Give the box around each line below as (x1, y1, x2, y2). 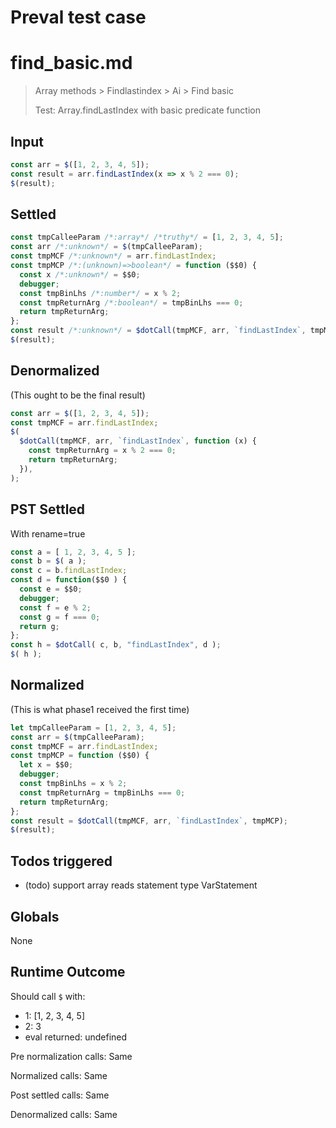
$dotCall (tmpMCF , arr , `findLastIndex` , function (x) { (19, 436, 257, 446)
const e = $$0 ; (19, 584, 83, 594)
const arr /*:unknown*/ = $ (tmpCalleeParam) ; (10, 242, 203, 252)
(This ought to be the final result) (10, 389, 146, 401)
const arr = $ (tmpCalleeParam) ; (10, 732, 145, 742)
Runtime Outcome (10, 964, 126, 981)
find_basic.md (10, 52, 133, 75)
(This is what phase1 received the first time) (10, 703, 190, 715)
